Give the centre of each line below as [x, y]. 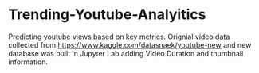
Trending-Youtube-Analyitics [107, 15]
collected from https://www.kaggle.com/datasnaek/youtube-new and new [130, 44]
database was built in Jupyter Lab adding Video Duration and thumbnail [126, 53]
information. [28, 62]
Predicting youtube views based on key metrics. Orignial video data [119, 36]
